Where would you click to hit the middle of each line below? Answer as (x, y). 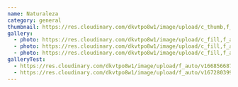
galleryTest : (27, 60)
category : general (34, 20)
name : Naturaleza (33, 14)
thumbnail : (23, 27)
